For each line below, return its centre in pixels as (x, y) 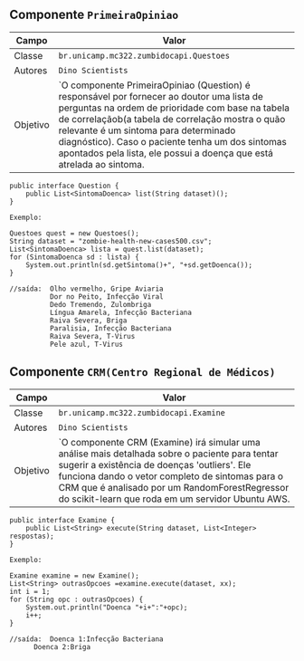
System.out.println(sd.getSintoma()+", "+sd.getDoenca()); (139, 265)
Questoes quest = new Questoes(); (75, 233)
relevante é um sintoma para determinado (147, 130)
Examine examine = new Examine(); (75, 575)
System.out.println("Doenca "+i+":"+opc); (107, 607)
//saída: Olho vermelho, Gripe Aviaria (87, 289)
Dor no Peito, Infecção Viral (107, 297)
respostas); (32, 536)
